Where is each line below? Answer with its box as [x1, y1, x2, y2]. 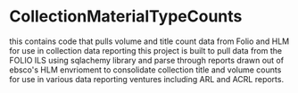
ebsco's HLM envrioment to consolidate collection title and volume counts [9, 64, 282, 75]
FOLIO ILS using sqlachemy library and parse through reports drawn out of [9, 55, 284, 65]
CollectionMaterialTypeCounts [9, 6, 243, 27]
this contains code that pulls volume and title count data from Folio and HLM [9, 36, 290, 46]
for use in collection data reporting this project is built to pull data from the [9, 45, 283, 55]
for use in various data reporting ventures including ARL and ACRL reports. [9, 73, 284, 84]
